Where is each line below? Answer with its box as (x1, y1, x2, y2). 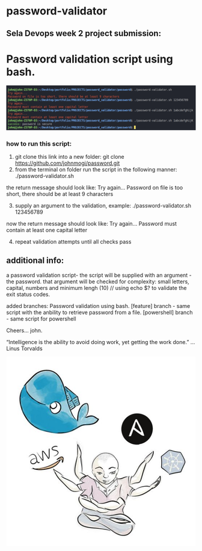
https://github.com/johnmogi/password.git (14, 159, 120, 167)
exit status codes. (6, 291, 50, 298)
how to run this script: (6, 140, 72, 148)
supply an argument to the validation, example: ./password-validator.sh (14, 202, 191, 209)
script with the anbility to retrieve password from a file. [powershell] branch (6, 309, 193, 316)
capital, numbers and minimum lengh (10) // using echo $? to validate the (6, 284, 187, 291)
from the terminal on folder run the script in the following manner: (14, 165, 177, 173)
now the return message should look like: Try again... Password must (6, 220, 177, 227)
